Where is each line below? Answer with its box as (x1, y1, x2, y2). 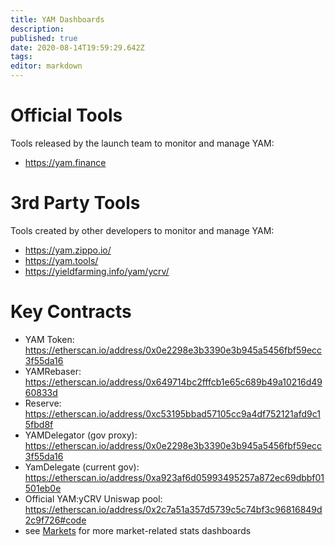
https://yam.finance (24, 156, 107, 168)
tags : (10, 52, 33, 62)
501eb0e (24, 482, 62, 494)
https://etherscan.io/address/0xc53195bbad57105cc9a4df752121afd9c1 (24, 407, 321, 420)
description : (10, 24, 65, 34)
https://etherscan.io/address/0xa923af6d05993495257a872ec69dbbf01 (24, 471, 325, 483)
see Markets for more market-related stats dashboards (24, 524, 252, 536)
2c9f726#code (24, 514, 87, 526)
